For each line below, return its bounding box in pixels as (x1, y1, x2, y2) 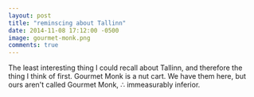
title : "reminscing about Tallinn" (8, 19, 127, 27)
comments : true (8, 41, 59, 49)
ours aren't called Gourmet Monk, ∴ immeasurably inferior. (8, 80, 201, 90)
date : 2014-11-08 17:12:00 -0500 (8, 26, 119, 34)
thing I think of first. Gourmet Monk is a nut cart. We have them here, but (8, 72, 247, 81)
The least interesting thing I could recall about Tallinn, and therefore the (8, 63, 243, 72)
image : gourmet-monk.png (8, 33, 91, 42)
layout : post (8, 11, 52, 20)
